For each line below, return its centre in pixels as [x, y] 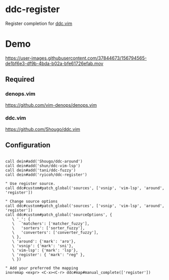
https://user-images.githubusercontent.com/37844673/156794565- [76, 58]
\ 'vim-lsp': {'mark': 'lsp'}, [45, 250]
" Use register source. [30, 183]
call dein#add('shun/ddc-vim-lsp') [43, 166]
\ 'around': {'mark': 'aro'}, [44, 241]
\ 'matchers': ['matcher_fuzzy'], [51, 224]
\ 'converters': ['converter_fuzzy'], [55, 232]
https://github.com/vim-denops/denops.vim [51, 105]
